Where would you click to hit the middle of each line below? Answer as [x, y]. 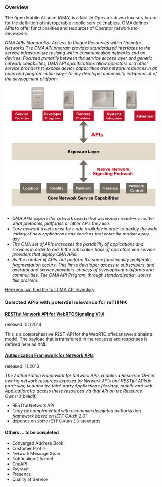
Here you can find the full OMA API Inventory [50, 289]
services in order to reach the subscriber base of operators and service [84, 249]
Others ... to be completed [32, 432]
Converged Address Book [38, 443]
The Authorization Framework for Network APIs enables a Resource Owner [80, 376]
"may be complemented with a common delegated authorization [76, 411]
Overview [17, 7]
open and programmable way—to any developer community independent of [81, 74]
